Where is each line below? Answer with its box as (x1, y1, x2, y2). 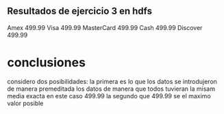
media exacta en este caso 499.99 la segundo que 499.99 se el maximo (7, 91, 211, 100)
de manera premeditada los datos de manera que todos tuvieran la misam (7, 85, 216, 93)
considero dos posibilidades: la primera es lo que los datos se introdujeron (7, 77, 218, 85)
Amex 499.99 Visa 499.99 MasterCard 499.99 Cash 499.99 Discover (7, 23, 203, 31)
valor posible (7, 99, 44, 107)
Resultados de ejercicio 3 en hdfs (7, 5, 153, 17)
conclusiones (7, 55, 86, 70)
